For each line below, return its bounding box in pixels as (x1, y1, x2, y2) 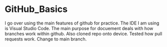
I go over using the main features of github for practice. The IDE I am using (5, 20, 159, 26)
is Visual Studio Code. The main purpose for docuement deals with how (5, 25, 153, 31)
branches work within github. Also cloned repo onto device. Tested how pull (5, 30, 162, 36)
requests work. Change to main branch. (5, 36, 87, 42)
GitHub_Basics (5, 3, 68, 15)
